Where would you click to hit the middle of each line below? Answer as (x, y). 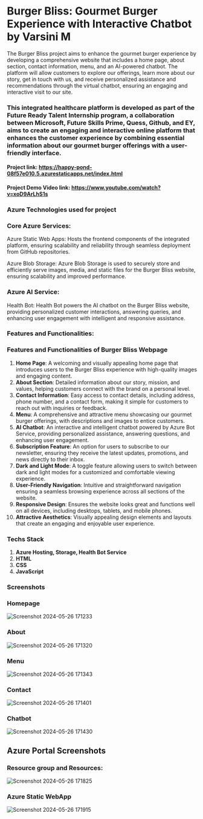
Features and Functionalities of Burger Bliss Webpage (87, 350)
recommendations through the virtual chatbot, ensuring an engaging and (97, 85)
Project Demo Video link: (39, 188)
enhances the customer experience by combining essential (96, 138)
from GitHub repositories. (38, 252)
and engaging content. (44, 376)
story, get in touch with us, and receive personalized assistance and (92, 79)
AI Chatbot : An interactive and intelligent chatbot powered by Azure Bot (105, 427)
